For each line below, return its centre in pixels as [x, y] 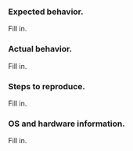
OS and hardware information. [66, 124]
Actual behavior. [40, 49]
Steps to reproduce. [47, 86]
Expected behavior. [46, 12]
